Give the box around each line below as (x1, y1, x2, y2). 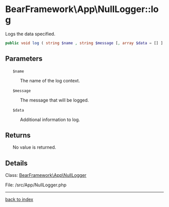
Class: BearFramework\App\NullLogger (5, 172, 87, 178)
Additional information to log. (20, 117, 80, 123)
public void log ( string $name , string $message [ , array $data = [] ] (5, 40, 163, 46)
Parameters (5, 54, 43, 63)
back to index (5, 196, 34, 202)
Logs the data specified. (5, 31, 55, 37)
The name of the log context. (20, 77, 80, 83)
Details (5, 159, 28, 167)
